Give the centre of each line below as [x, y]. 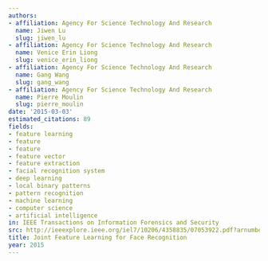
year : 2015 [26, 245]
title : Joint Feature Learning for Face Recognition [98, 238]
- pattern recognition [46, 193]
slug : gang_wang [42, 82]
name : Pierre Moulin [49, 97]
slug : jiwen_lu [41, 38]
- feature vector [37, 156]
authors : [23, 16]
